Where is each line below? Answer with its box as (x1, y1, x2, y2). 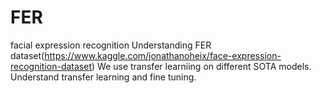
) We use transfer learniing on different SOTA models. (91, 60, 312, 72)
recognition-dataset (10, 60, 92, 72)
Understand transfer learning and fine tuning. (10, 71, 197, 83)
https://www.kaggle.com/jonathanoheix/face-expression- (44, 49, 282, 61)
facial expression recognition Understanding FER (10, 39, 212, 51)
